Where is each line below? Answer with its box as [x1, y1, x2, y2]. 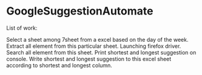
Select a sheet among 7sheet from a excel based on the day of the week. [6, 36, 189, 43]
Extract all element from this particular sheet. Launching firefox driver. [6, 42, 181, 50]
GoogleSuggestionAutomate [6, 4, 153, 18]
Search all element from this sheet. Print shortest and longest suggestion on [6, 48, 197, 56]
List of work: [6, 24, 38, 31]
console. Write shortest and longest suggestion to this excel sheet [6, 55, 172, 62]
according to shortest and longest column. [6, 62, 112, 69]
